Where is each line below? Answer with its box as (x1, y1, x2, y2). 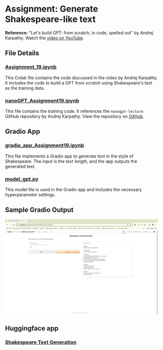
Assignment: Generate (5, 3, 98, 15)
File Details (5, 49, 39, 57)
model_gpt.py (5, 175, 39, 182)
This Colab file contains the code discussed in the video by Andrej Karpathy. (5, 74, 158, 81)
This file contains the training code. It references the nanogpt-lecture (5, 108, 144, 114)
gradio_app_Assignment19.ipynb (5, 142, 84, 149)
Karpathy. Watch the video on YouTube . (5, 35, 84, 41)
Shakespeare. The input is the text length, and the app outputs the (5, 158, 137, 164)
